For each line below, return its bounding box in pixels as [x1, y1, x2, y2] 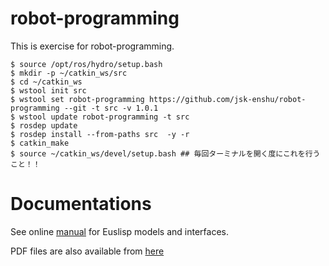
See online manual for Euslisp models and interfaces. [10, 225, 229, 237]
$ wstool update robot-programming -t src [10, 112, 190, 122]
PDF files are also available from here [10, 245, 165, 257]
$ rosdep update [10, 120, 78, 131]
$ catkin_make [10, 138, 70, 148]
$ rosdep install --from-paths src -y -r [10, 129, 190, 139]
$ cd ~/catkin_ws [10, 77, 83, 87]
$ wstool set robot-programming [10, 94, 145, 104]
